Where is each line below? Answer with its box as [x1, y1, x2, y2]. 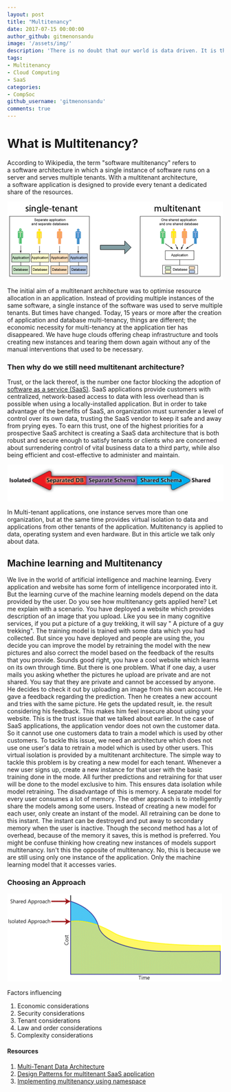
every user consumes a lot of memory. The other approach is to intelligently [7, 795, 222, 803]
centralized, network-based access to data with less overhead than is [7, 393, 204, 401]
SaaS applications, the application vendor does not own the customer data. [7, 722, 220, 730]
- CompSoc [7, 91, 36, 98]
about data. [7, 537, 40, 546]
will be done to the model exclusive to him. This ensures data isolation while [7, 780, 222, 789]
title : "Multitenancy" [7, 18, 72, 25]
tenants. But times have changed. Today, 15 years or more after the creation [7, 308, 222, 316]
